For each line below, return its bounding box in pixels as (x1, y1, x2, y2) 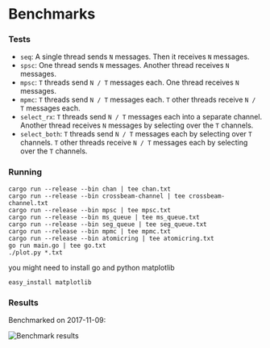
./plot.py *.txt (8, 248, 63, 257)
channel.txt (8, 199, 48, 207)
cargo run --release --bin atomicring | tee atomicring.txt (8, 234, 215, 242)
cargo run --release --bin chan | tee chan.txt (8, 185, 172, 193)
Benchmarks (8, 5, 96, 23)
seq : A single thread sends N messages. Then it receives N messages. (19, 52, 250, 61)
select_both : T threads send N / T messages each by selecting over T (19, 129, 252, 139)
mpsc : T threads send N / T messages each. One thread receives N (19, 78, 239, 87)
